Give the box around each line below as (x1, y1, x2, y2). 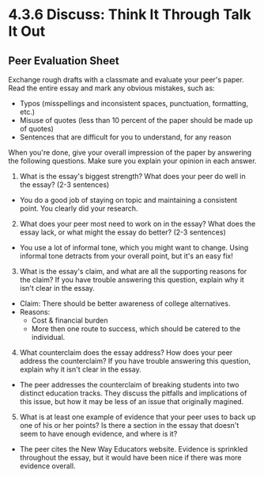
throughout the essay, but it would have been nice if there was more (19, 453, 242, 462)
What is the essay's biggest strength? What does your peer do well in (19, 172, 247, 181)
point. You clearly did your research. (19, 204, 138, 213)
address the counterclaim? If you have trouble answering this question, (19, 357, 251, 365)
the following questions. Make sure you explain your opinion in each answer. (8, 156, 257, 166)
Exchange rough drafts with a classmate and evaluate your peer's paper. (8, 75, 244, 84)
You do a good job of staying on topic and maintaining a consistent (19, 196, 238, 204)
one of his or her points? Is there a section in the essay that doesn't (19, 421, 239, 429)
